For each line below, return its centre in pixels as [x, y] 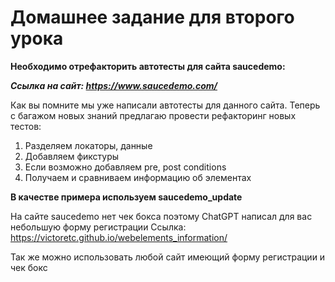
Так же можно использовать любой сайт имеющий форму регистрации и [168, 257]
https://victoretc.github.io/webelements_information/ [119, 237]
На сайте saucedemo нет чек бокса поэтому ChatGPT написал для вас [161, 216]
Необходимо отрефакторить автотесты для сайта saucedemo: [148, 66]
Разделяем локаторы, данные [88, 145]
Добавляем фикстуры [72, 156]
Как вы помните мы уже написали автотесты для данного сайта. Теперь [165, 105]
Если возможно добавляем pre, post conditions [125, 167]
